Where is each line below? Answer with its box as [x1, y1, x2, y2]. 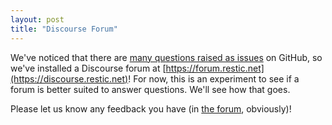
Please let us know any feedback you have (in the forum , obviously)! [10, 102, 292, 115]
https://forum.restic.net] [165, 62, 265, 74]
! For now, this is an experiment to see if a [128, 72, 300, 85]
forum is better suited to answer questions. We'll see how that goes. [10, 83, 291, 95]
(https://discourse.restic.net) [10, 72, 129, 85]
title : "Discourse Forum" [10, 24, 118, 34]
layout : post [10, 14, 65, 25]
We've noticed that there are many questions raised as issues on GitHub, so [10, 51, 323, 63]
